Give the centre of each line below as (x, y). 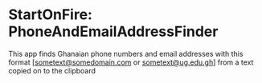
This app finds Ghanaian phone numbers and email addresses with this (126, 53)
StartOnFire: (50, 15)
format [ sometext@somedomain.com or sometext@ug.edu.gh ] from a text (131, 62)
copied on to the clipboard (52, 70)
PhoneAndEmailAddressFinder (113, 32)
